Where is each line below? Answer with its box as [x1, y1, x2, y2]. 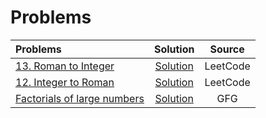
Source [209, 42, 245, 56]
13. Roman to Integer [15, 59, 115, 73]
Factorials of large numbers [15, 91, 145, 105]
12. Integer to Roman [15, 75, 115, 89]
